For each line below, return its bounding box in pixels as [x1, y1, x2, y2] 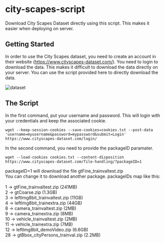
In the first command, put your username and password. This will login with [5, 112, 160, 118]
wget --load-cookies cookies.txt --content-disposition [5, 155, 124, 160]
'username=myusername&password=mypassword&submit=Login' [5, 132, 126, 137]
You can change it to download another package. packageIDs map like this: [5, 173, 160, 179]
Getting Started [5, 40, 54, 49]
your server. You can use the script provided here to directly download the [5, 69, 158, 75]
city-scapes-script [5, 4, 85, 15]
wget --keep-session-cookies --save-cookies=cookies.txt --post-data [5, 127, 153, 133]
